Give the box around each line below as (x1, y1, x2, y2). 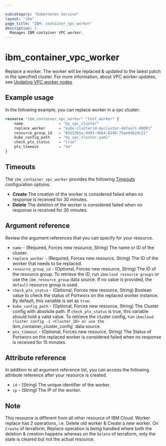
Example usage (5, 93, 54, 102)
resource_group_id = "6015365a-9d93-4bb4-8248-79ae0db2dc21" (14, 130, 149, 135)
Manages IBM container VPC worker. (9, 30, 84, 35)
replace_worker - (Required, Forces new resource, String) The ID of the (12, 255, 159, 261)
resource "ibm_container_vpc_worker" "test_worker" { (5, 116, 120, 121)
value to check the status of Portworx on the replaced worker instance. (12, 292, 159, 298)
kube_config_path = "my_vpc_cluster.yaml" (14, 135, 111, 140)
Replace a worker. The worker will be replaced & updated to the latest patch (5, 68, 161, 74)
